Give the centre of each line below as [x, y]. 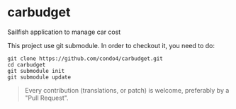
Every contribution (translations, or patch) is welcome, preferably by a [127, 90]
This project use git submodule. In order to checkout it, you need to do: [111, 45]
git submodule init [36, 71]
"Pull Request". [46, 98]
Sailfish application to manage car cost [64, 32]
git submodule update [39, 77]
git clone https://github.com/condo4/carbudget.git [85, 58]
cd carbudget [27, 64]
